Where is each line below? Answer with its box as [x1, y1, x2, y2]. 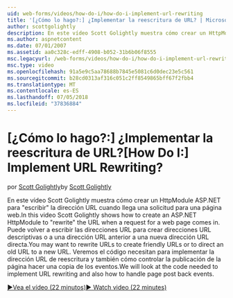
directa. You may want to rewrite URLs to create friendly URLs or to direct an [7, 240, 224, 248]
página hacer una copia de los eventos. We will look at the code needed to [7, 262, 218, 270]
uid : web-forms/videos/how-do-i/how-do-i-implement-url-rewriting [7, 10, 203, 17]
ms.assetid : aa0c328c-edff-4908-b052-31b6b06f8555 [7, 49, 157, 56]
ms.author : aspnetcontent [7, 36, 82, 43]
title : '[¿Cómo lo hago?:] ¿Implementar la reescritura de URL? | [7, 17, 203, 24]
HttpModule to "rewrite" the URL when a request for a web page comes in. [7, 218, 221, 226]
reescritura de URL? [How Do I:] [7, 145, 189, 161]
